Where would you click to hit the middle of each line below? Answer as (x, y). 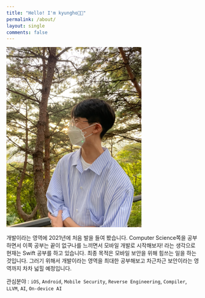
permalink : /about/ (31, 19)
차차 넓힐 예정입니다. (47, 268)
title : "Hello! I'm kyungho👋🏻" (46, 13)
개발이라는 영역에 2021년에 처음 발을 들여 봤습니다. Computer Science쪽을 (96, 237)
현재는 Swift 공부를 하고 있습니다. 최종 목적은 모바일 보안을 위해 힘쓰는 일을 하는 (102, 253)
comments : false (27, 32)
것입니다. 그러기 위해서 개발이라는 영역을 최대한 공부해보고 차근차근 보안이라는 (99, 261)
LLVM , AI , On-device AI (34, 288)
